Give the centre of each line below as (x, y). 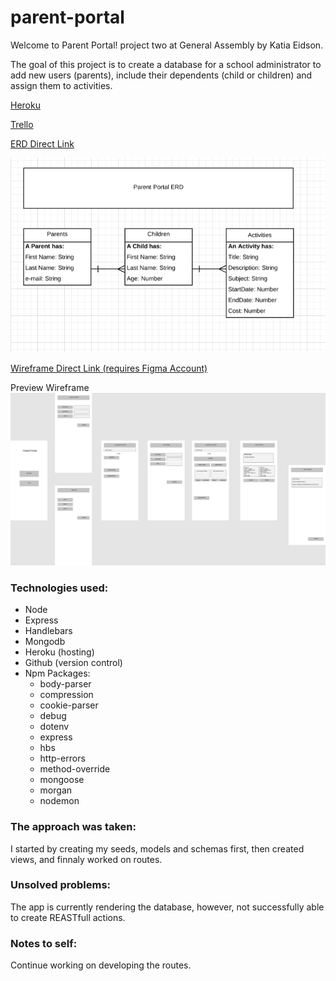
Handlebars (48, 631)
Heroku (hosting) (59, 652)
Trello (22, 124)
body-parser (65, 684)
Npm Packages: (57, 673)
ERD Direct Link (42, 143)
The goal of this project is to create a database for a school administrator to (166, 64)
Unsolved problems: (61, 885)
